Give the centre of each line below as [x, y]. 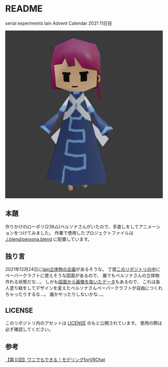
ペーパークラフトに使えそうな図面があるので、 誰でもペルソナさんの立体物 [82, 275]
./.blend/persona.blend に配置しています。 [49, 239]
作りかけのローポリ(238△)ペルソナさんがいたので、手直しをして [72, 226]
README [24, 9]
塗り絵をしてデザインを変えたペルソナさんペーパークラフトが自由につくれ [86, 288]
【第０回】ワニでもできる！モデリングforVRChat [55, 360]
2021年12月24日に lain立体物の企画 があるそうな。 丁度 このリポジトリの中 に [83, 269]
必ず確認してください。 [29, 329]
